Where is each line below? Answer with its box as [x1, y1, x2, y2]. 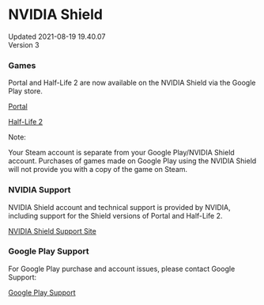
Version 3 [8, 40, 40, 49]
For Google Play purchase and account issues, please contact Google [8, 264, 236, 273]
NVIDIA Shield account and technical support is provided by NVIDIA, [8, 202, 231, 212]
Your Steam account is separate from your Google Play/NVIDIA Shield [8, 148, 235, 158]
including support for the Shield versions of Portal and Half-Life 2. [8, 211, 223, 220]
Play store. [8, 86, 43, 96]
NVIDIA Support [8, 185, 71, 196]
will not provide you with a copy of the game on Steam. [8, 165, 188, 174]
